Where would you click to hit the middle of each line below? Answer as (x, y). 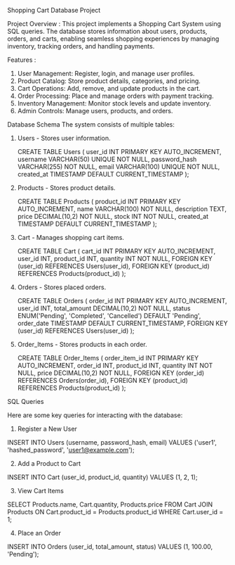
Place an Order (39, 533)
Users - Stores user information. (64, 138)
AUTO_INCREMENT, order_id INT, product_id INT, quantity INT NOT (115, 366)
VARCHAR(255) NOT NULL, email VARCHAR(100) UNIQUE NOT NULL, (119, 167)
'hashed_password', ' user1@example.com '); (71, 450)
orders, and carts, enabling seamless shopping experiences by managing (113, 39)
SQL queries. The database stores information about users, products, (107, 31)
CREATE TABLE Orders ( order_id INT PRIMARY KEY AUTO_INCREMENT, (122, 301)
